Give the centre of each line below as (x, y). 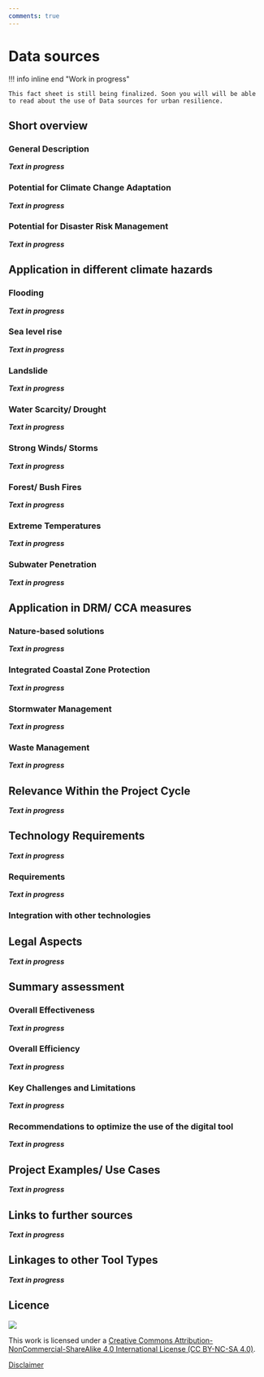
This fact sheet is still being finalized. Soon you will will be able (132, 94)
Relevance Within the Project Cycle (100, 791)
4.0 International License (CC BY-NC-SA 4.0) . (179, 1349)
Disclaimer (26, 1365)
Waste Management (49, 747)
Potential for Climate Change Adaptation (90, 188)
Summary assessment (67, 987)
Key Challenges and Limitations (72, 1087)
